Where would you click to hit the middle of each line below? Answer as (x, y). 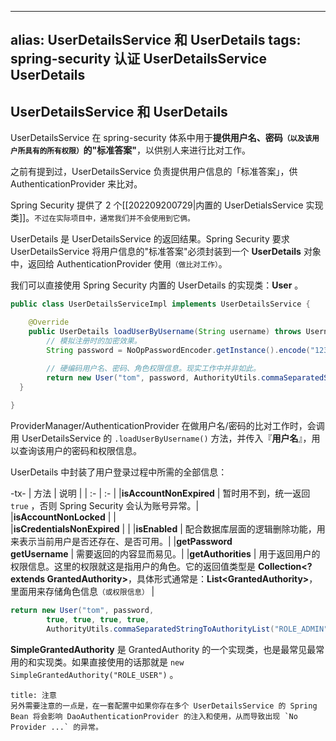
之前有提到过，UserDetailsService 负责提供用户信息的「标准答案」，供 (154, 172)
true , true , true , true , (98, 619)
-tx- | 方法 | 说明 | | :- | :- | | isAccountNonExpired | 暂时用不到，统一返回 (160, 493)
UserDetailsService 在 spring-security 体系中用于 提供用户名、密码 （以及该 (161, 138)
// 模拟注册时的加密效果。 (94, 341)
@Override (49, 322)
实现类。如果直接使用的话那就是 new (110, 662)
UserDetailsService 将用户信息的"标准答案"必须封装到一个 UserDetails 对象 (166, 252)
